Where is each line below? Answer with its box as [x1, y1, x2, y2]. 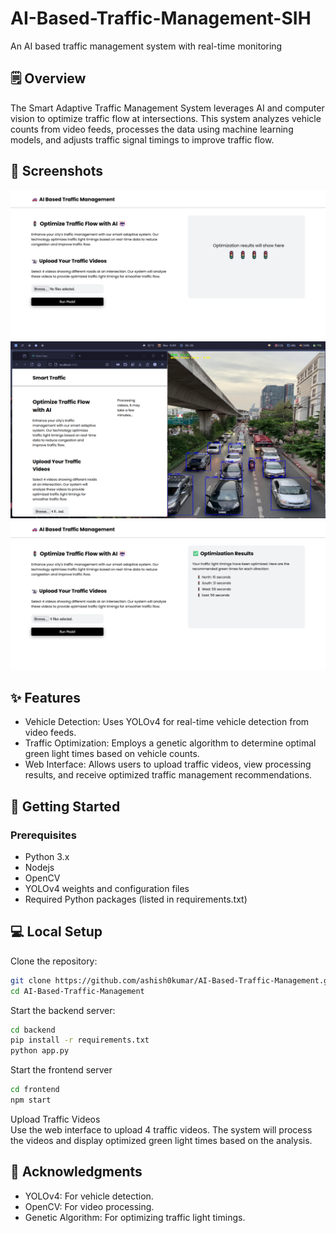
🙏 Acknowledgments [10, 1163, 143, 1181]
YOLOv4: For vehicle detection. [24, 1190, 154, 1202]
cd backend [10, 1025, 56, 1035]
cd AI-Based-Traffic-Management [10, 986, 145, 996]
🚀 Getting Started [10, 798, 121, 815]
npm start [10, 1095, 52, 1106]
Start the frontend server [10, 1064, 113, 1076]
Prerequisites [10, 828, 77, 842]
